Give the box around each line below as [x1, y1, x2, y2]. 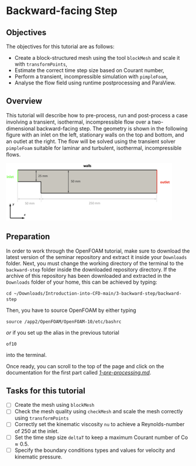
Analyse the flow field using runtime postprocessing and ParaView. [14, 79, 176, 86]
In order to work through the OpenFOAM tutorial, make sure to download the [6, 247, 190, 254]
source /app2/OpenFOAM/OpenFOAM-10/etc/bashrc [6, 318, 122, 325]
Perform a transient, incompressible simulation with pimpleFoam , [14, 73, 168, 80]
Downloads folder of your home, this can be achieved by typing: [6, 278, 157, 285]
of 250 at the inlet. [14, 427, 60, 434]
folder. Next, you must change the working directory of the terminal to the [6, 260, 184, 267]
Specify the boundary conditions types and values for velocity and [14, 447, 176, 454]
